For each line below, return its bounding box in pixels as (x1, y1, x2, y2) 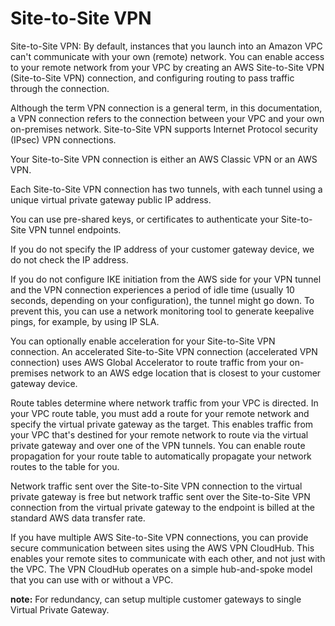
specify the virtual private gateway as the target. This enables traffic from (10, 418, 314, 430)
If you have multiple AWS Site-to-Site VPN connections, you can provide (10, 531, 309, 543)
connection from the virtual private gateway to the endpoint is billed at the (10, 501, 315, 513)
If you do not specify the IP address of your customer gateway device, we (10, 243, 315, 255)
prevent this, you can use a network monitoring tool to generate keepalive (10, 305, 315, 317)
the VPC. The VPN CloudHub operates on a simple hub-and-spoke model (10, 563, 313, 575)
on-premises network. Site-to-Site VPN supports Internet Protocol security (10, 123, 318, 135)
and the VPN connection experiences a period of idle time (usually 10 (10, 283, 295, 296)
